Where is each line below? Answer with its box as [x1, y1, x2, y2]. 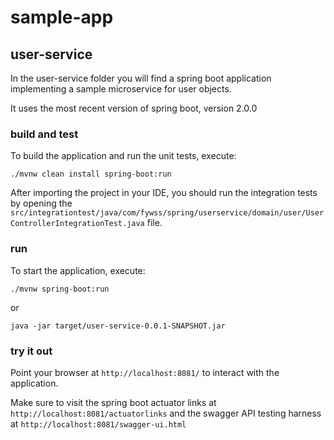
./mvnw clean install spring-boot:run [10, 169, 172, 180]
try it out [10, 344, 53, 358]
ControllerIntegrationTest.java [10, 219, 145, 229]
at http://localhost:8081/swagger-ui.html [10, 417, 187, 430]
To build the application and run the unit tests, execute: [10, 150, 237, 162]
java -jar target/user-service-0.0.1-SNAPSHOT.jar [10, 321, 226, 331]
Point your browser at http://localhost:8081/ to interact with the [10, 366, 280, 378]
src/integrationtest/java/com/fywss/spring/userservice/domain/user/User [10, 208, 325, 218]
